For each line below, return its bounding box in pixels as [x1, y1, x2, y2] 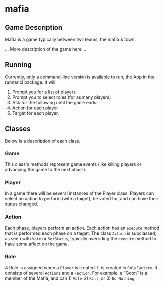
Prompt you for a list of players [12, 89, 76, 95]
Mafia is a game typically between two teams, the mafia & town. [5, 36, 136, 42]
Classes [5, 125, 31, 133]
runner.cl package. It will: [5, 79, 57, 85]
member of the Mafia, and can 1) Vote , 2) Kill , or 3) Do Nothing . [5, 275, 136, 281]
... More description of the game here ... [5, 46, 87, 52]
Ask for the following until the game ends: [12, 99, 98, 105]
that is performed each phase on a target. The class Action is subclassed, [5, 230, 157, 236]
